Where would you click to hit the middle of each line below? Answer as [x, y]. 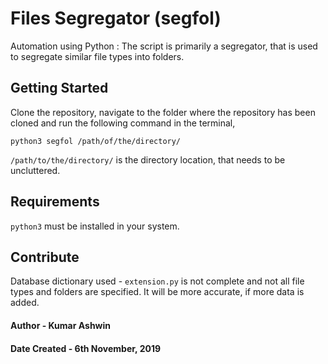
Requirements [55, 202]
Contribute [45, 257]
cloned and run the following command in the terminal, [123, 123]
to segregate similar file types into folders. [97, 56]
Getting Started [59, 88]
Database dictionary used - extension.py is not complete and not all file [157, 281]
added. [25, 303]
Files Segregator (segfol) [116, 18]
